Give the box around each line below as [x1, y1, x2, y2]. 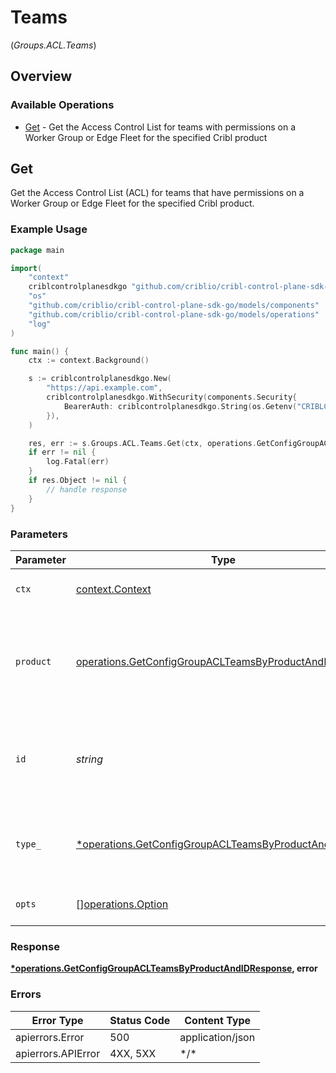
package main [10, 245, 65, 255]
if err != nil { [28, 447, 97, 458]
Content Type [184, 1013, 252, 1027]
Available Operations [10, 98, 115, 112]
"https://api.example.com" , [46, 383, 163, 393]
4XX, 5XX [109, 1046, 157, 1060]
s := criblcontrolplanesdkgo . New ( [28, 374, 172, 384]
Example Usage [10, 222, 88, 236]
